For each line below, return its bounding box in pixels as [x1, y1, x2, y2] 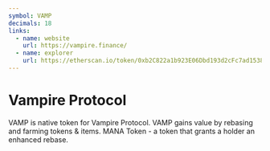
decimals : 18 [8, 19, 52, 27]
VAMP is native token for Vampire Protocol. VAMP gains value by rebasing [8, 117, 253, 127]
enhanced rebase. [8, 134, 68, 145]
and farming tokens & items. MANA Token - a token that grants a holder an [8, 126, 256, 136]
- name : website [15, 34, 70, 43]
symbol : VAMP [8, 11, 52, 20]
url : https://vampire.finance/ [22, 42, 128, 50]
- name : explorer [15, 49, 74, 57]
